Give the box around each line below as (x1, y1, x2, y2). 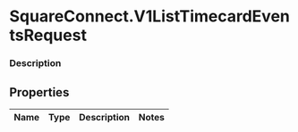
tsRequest (9, 25, 88, 45)
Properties (9, 85, 70, 100)
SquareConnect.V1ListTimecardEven (9, 6, 291, 27)
